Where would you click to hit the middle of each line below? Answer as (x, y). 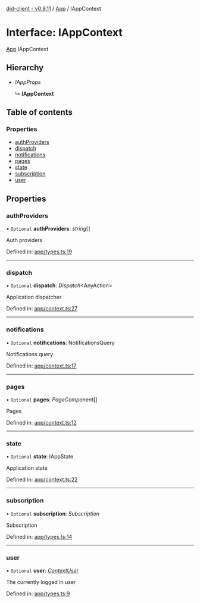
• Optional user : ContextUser (43, 570)
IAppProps (28, 82)
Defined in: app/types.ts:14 (39, 536)
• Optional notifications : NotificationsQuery (60, 343)
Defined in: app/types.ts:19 (39, 252)
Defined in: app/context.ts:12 (42, 423)
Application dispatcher (34, 297)
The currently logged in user (41, 582)
